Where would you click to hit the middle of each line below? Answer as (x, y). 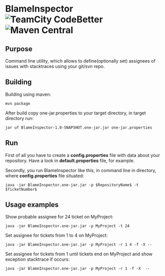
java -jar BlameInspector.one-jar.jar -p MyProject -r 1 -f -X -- (78, 269)
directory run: (19, 118)
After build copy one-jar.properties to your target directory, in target (76, 113)
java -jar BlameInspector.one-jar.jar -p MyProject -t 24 (67, 226)
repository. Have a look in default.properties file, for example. (70, 160)
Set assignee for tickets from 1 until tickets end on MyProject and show (79, 254)
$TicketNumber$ (21, 189)
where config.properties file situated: (45, 176)
